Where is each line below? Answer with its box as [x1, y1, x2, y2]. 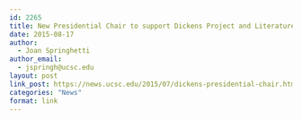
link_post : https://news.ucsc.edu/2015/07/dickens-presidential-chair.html [9, 80, 299, 89]
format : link [9, 96, 58, 106]
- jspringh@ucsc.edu [17, 64, 94, 72]
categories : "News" [9, 88, 83, 97]
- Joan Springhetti [17, 47, 91, 55]
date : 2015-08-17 [9, 30, 75, 38]
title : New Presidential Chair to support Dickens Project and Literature [9, 21, 296, 30]
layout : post [9, 72, 58, 81]
